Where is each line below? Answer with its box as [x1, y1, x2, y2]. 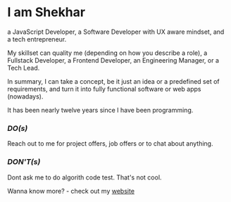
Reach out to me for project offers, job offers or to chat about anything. [7, 139, 213, 148]
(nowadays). [7, 92, 44, 101]
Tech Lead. [7, 63, 40, 72]
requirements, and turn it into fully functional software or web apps [7, 84, 201, 93]
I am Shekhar [7, 4, 86, 20]
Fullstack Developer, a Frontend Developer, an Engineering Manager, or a [7, 56, 220, 64]
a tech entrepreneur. [7, 34, 67, 43]
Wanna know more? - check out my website [7, 187, 135, 195]
